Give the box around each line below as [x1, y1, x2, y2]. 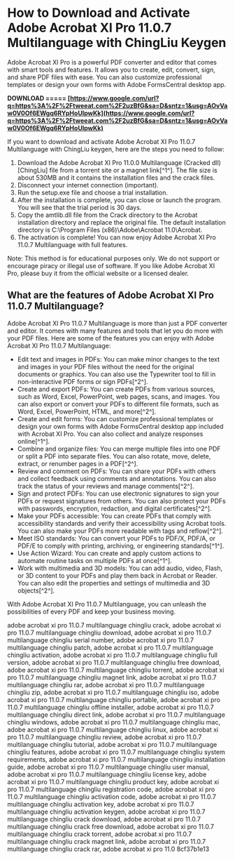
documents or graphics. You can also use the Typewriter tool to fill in [17, 370, 216, 378]
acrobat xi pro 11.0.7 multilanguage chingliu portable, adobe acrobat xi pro [7, 695, 221, 703]
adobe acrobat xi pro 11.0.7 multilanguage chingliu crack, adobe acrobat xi [7, 621, 222, 629]
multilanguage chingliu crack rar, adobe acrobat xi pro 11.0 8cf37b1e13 [7, 845, 210, 853]
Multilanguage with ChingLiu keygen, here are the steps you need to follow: [7, 145, 225, 153]
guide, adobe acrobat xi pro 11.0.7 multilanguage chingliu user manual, [7, 762, 210, 771]
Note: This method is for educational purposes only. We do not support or [7, 254, 220, 263]
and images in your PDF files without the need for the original [17, 362, 194, 371]
